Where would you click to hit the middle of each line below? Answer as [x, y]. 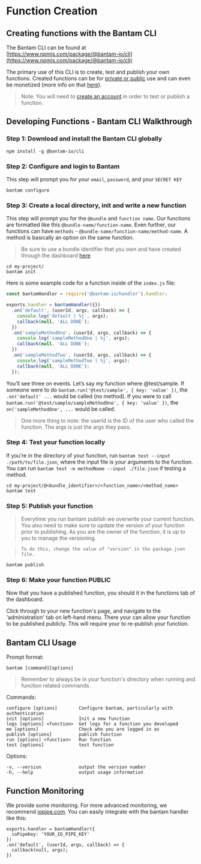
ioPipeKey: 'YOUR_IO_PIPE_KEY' [51, 835]
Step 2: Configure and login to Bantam [63, 166]
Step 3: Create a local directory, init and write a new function [96, 205]
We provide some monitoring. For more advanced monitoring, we [87, 805]
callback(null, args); [40, 850]
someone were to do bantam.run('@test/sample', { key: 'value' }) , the [97, 390]
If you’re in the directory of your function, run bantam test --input [88, 455]
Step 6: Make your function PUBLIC [58, 580]
